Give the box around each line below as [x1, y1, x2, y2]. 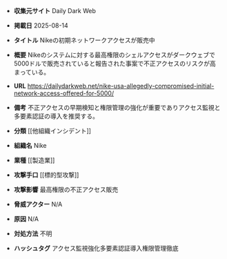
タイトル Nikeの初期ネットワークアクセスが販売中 [13, 36, 155, 44]
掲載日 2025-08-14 [13, 21, 69, 30]
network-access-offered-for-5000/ [13, 89, 115, 97]
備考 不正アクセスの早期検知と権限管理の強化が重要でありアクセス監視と [13, 104, 221, 111]
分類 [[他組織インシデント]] [13, 127, 92, 135]
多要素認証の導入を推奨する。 [13, 112, 99, 120]
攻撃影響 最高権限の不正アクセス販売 [13, 186, 119, 193]
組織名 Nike [13, 142, 47, 149]
